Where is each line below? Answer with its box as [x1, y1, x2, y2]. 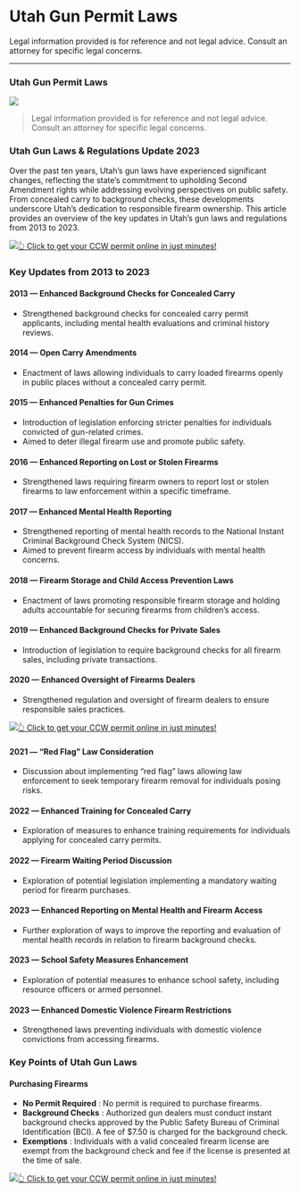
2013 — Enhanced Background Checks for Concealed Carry [9, 288, 236, 299]
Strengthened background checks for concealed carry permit [21, 308, 249, 319]
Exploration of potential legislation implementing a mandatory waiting [21, 875, 277, 886]
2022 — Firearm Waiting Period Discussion [9, 855, 172, 866]
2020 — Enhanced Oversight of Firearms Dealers [9, 674, 196, 685]
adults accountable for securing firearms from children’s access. [21, 605, 261, 615]
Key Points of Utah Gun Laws [9, 1056, 137, 1069]
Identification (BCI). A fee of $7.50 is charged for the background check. [21, 1127, 288, 1138]
